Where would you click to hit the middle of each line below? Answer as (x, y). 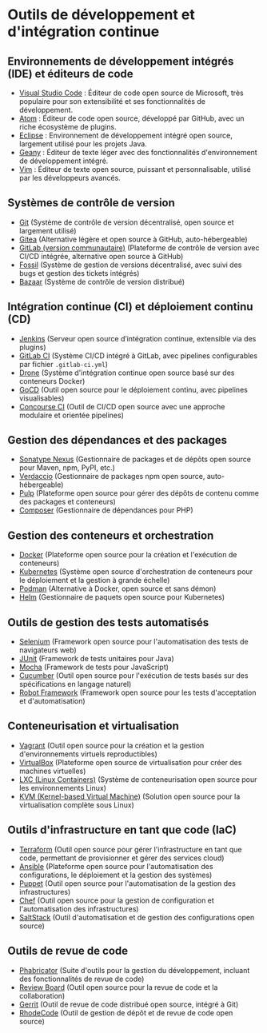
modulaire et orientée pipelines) (72, 415)
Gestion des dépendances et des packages (118, 440)
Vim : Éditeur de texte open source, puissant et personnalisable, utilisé (135, 169)
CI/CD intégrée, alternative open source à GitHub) (101, 256)
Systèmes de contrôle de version (91, 203)
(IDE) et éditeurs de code (70, 74)
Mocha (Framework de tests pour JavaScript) (94, 667)
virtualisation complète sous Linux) (77, 804)
